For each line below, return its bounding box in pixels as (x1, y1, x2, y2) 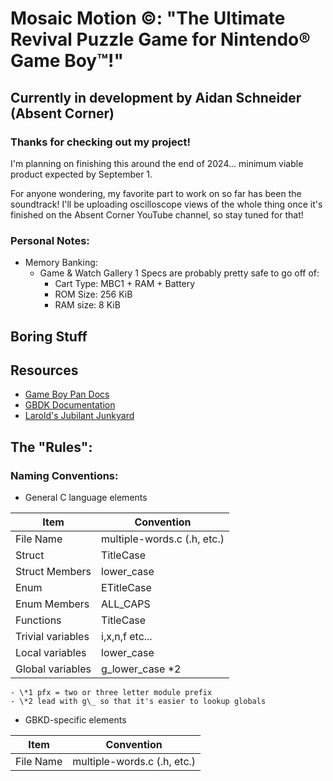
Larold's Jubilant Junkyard (24, 410, 135, 422)
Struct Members (15, 565, 92, 579)
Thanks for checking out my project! (10, 135, 191, 149)
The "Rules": (10, 438, 93, 456)
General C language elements (24, 492, 148, 504)
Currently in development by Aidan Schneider (10, 89, 302, 106)
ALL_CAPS (101, 597, 151, 611)
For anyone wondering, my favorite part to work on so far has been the (10, 187, 302, 199)
